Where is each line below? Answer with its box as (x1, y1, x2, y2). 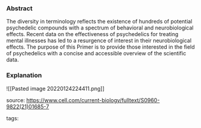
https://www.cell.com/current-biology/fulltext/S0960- (26, 96, 160, 103)
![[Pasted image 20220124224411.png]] (6, 85, 104, 92)
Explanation (6, 71, 42, 79)
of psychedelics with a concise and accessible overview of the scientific (6, 50, 187, 57)
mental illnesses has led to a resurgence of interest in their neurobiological (6, 37, 192, 44)
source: (6, 96, 25, 103)
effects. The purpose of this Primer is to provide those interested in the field (6, 43, 195, 50)
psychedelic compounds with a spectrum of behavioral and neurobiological (6, 24, 194, 31)
